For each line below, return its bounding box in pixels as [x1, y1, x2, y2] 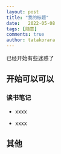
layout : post [6, 8, 39, 15]
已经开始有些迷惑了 [6, 55, 54, 61]
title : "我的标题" [6, 15, 50, 21]
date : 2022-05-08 [6, 20, 56, 26]
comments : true [6, 32, 45, 38]
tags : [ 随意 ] [6, 25, 37, 32]
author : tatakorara [6, 37, 56, 43]
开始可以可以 [6, 74, 54, 84]
